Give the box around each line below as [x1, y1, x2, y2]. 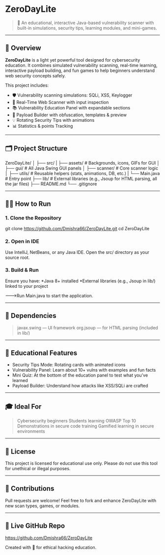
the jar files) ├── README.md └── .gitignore [5, 181, 97, 187]
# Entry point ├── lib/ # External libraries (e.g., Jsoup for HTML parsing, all [5, 175, 157, 181]
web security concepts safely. [5, 72, 66, 78]
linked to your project [5, 283, 48, 289]
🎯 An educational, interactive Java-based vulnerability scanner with [17, 20, 154, 26]
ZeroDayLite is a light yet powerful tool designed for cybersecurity [5, 57, 140, 63]
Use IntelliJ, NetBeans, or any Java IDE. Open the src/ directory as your [5, 249, 150, 255]
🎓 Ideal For [5, 402, 42, 411]
